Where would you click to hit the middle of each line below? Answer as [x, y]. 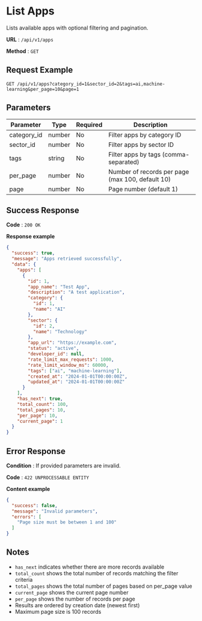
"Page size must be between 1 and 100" [67, 522]
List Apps [30, 11]
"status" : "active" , [54, 348]
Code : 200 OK [23, 225]
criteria [24, 579]
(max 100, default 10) [139, 179]
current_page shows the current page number [72, 592]
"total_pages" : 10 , [41, 410]
